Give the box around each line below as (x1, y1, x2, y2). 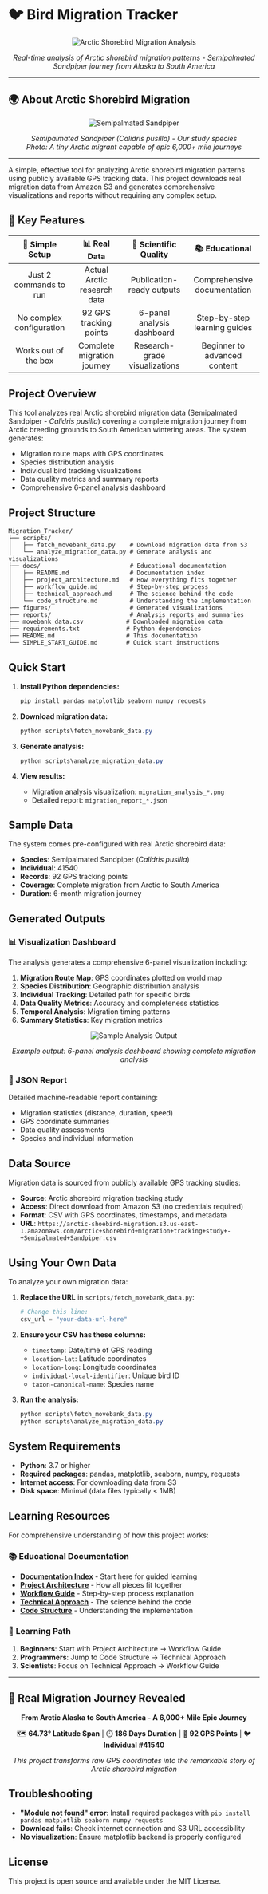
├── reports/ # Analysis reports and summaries (8, 611, 245, 619)
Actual (84, 264, 109, 275)
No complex (17, 312, 62, 323)
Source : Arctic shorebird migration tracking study (19, 1194, 183, 1203)
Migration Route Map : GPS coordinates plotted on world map (19, 973, 223, 983)
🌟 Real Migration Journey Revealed (8, 1691, 186, 1705)
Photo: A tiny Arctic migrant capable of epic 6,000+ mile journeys (26, 142, 242, 152)
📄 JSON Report (8, 1075, 68, 1086)
